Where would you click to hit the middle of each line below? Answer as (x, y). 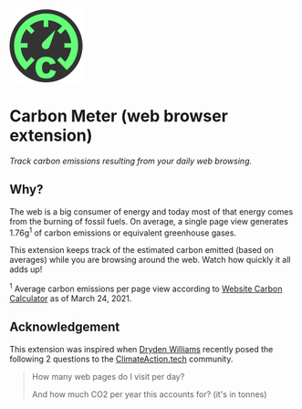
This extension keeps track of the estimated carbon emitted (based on (141, 250)
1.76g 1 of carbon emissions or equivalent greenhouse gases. (123, 232)
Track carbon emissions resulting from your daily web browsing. (131, 161)
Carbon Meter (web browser (119, 116)
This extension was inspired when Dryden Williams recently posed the (141, 349)
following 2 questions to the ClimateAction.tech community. (121, 359)
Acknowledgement (65, 327)
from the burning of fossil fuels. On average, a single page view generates (149, 221)
